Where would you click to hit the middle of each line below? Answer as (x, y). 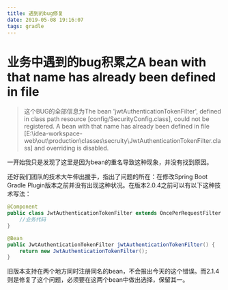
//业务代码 (33, 220)
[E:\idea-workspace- (53, 133)
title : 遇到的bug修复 (35, 13)
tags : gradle (26, 26)
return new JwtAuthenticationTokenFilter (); (84, 251)
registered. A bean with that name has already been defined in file (117, 127)
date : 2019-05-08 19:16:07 (45, 20)
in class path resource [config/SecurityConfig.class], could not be (116, 119)
